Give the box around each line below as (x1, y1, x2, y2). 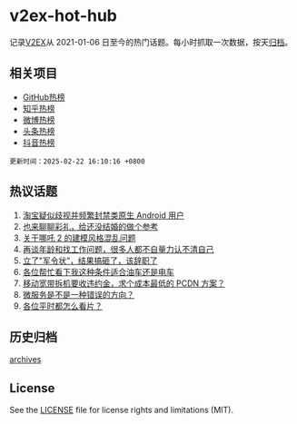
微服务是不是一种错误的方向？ (22, 289, 134, 300)
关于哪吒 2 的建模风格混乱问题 (22, 232, 136, 243)
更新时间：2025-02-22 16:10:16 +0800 (9, 156, 145, 166)
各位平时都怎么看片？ (22, 301, 103, 311)
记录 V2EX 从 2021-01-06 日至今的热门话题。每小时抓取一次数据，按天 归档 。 (9, 36, 293, 47)
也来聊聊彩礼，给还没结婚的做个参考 (22, 221, 159, 232)
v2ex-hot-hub (9, 5, 118, 26)
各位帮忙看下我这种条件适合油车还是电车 (22, 266, 174, 277)
